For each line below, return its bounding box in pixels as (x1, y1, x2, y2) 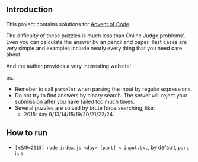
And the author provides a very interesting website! (6, 62, 132, 69)
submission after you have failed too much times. (14, 98, 135, 105)
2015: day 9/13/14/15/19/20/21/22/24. (23, 110, 114, 117)
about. (6, 50, 22, 58)
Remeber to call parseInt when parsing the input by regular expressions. (14, 85, 193, 93)
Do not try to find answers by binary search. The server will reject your (14, 91, 188, 99)
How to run (6, 128, 48, 138)
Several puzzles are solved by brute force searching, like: (14, 104, 155, 112)
